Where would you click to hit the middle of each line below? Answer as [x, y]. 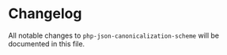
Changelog [45, 14]
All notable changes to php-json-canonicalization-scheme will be [114, 35]
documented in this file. [47, 43]
